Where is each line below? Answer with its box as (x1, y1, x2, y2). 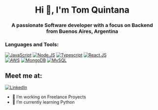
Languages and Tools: (5, 41, 59, 48)
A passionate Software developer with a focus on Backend (11, 22, 153, 29)
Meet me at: (5, 71, 43, 80)
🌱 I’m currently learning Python (12, 99, 75, 105)
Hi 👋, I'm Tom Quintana (35, 4, 130, 16)
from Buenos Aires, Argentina (46, 28, 118, 35)
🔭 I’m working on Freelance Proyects (12, 94, 87, 100)
